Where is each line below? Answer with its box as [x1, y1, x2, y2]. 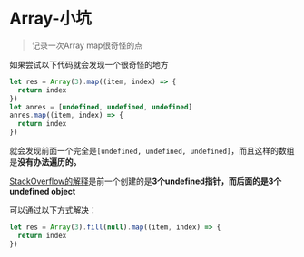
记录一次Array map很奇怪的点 [31, 40, 143, 51]
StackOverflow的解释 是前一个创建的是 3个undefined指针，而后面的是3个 [9, 176, 282, 186]
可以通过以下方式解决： [9, 205, 97, 215]
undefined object [9, 186, 76, 197]
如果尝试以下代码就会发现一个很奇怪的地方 [9, 59, 169, 70]
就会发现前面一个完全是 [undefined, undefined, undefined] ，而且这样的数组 [9, 146, 295, 157]
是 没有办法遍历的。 [9, 157, 82, 167]
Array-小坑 [9, 8, 93, 29]
